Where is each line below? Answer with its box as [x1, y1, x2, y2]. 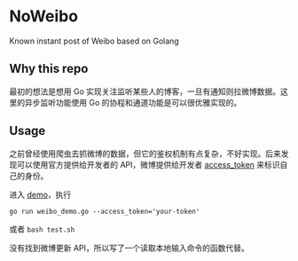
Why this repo [9, 61, 89, 76]
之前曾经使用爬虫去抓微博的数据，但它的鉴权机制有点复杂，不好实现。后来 [9, 148, 281, 159]
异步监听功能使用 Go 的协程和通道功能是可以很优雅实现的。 [24, 97, 242, 107]
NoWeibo [9, 6, 78, 27]
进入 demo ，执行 [9, 189, 72, 200]
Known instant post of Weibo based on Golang [9, 36, 179, 46]
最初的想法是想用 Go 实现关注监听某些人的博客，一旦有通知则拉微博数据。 [9, 86, 281, 97]
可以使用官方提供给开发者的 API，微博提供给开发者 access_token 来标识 [16, 159, 280, 170]
